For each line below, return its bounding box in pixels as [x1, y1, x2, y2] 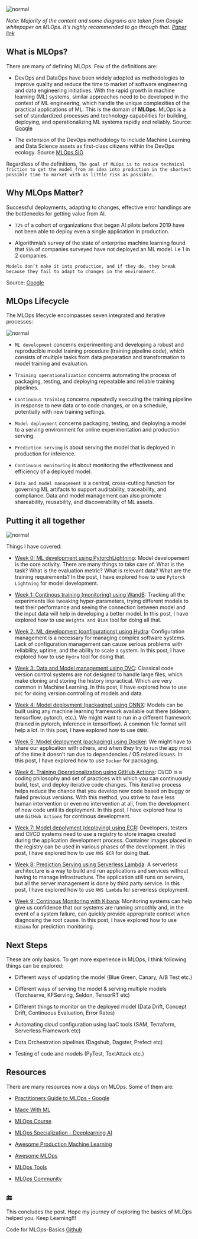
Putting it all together [6, 515, 86, 525]
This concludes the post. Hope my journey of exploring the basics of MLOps [6, 1208, 192, 1215]
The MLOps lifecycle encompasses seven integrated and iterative [6, 312, 165, 319]
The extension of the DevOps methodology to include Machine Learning [14, 136, 191, 143]
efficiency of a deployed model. [14, 468, 92, 475]
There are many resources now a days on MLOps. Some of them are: [6, 1083, 174, 1090]
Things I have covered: [6, 543, 62, 550]
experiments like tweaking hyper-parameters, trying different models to [14, 597, 189, 605]
